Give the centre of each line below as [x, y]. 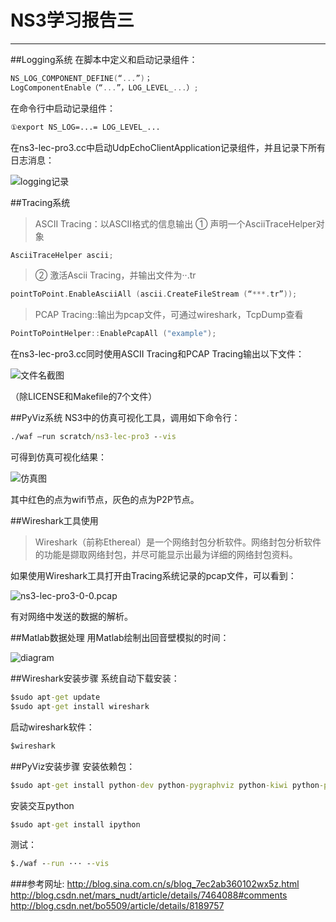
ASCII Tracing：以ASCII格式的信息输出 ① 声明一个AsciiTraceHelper [175, 223]
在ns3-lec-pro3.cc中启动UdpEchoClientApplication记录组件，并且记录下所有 [168, 147]
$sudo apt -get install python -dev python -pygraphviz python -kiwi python [165, 785]
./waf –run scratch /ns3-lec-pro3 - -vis [93, 437]
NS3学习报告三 [72, 20]
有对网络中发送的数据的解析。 [71, 617]
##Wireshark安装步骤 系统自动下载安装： [95, 678]
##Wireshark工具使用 [54, 521]
